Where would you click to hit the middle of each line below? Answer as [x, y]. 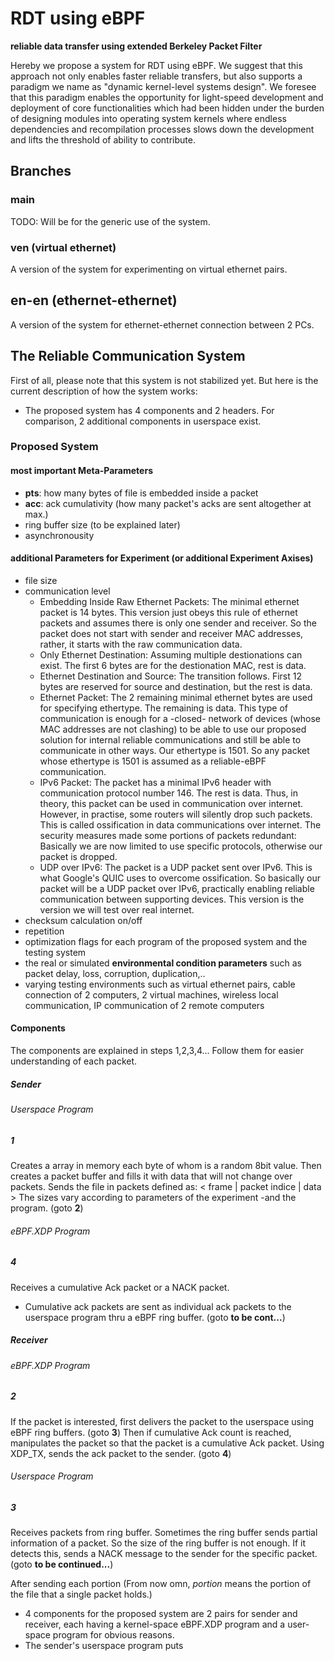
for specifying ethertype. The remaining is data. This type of [164, 708]
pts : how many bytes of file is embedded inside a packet [141, 493]
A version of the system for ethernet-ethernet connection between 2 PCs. [162, 324]
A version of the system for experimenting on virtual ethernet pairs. [149, 269]
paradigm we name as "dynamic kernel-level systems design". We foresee [163, 86]
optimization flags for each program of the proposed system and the [166, 941]
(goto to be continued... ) [62, 1564]
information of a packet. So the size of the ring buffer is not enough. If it [158, 1543]
